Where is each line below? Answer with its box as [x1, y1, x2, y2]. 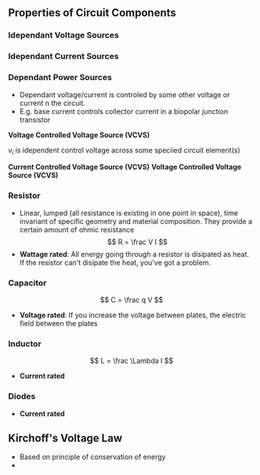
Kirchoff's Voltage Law [8, 431, 123, 444]
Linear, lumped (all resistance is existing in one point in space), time [19, 208, 239, 217]
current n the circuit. [19, 98, 86, 108]
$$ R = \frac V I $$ [107, 237, 168, 247]
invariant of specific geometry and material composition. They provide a [19, 216, 253, 226]
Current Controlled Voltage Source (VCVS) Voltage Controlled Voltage [8, 163, 242, 172]
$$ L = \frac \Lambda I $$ [89, 356, 174, 366]
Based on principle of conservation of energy [19, 452, 166, 462]
